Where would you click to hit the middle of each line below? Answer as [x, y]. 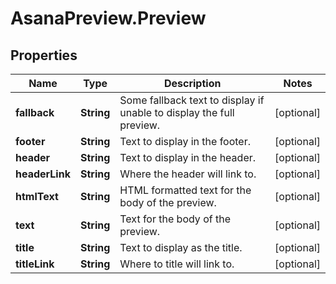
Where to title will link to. [177, 264]
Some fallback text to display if [192, 100]
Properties [44, 55]
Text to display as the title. [181, 247]
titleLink [35, 264]
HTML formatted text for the [185, 190]
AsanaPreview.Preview [108, 18]
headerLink [43, 174]
